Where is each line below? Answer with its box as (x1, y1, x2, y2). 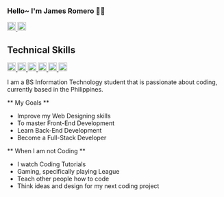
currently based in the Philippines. (7, 86, 104, 94)
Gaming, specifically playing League (16, 168, 120, 176)
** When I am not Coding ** (7, 147, 86, 155)
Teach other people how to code (16, 174, 110, 183)
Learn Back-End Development (16, 127, 102, 135)
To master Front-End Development (16, 119, 115, 127)
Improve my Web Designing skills (16, 112, 111, 120)
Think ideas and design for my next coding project (16, 182, 160, 190)
